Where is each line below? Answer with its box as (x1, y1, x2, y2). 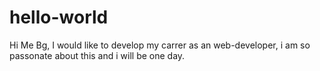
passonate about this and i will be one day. (9, 49, 186, 61)
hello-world (9, 6, 109, 29)
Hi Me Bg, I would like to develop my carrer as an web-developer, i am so (9, 39, 311, 51)
